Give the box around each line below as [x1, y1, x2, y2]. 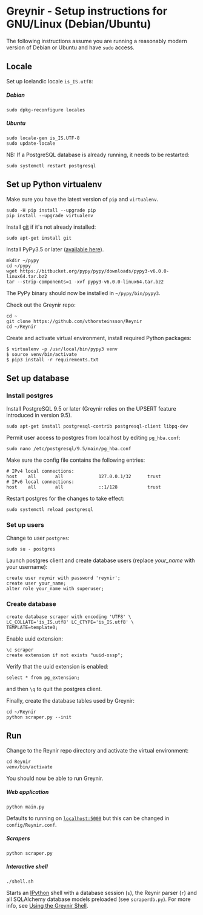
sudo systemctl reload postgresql [6, 507, 94, 513]
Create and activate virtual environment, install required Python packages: [6, 334, 192, 341]
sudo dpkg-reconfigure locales [6, 106, 85, 113]
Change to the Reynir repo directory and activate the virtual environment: [6, 746, 189, 754]
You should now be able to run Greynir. [6, 774, 104, 782]
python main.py [6, 804, 45, 810]
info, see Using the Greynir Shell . [6, 902, 88, 909]
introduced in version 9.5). [6, 412, 72, 419]
